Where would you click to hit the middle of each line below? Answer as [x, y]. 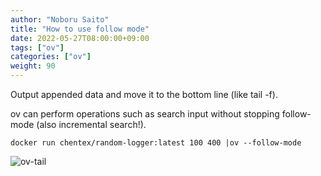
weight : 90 [33, 66]
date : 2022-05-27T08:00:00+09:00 [80, 38]
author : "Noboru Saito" [60, 19]
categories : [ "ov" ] [51, 57]
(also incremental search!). [91, 124]
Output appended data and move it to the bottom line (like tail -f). [144, 94]
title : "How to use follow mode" [80, 29]
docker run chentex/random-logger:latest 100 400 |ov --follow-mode [156, 143]
